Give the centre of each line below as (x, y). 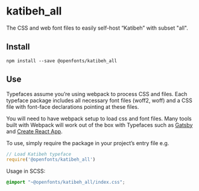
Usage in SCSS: (26, 171)
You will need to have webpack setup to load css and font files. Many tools (99, 118)
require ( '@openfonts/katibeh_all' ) (51, 160)
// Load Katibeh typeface (39, 154)
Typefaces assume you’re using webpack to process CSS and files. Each (97, 94)
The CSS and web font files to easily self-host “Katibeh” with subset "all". (97, 28)
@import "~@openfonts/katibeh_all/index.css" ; (66, 183)
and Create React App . (34, 131)
